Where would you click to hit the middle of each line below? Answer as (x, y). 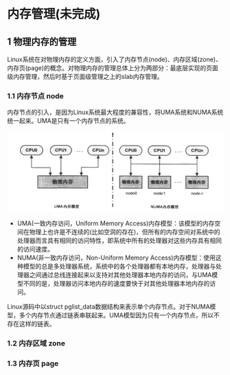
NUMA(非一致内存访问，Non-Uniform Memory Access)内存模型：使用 (116, 258)
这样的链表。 (37, 323)
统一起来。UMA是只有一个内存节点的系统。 (68, 121)
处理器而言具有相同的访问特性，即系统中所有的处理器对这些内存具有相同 (119, 240)
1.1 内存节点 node (35, 95)
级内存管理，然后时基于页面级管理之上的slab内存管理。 (85, 77)
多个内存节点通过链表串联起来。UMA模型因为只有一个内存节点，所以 (116, 315)
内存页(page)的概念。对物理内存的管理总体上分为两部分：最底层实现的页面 (113, 68)
